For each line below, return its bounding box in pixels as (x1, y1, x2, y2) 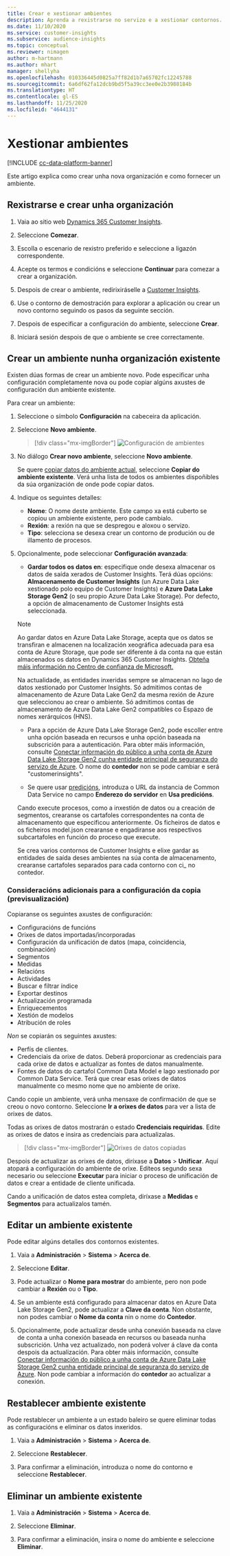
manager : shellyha (7, 67, 60, 74)
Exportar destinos (16, 989, 68, 997)
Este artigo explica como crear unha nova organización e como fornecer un (7, 171, 221, 180)
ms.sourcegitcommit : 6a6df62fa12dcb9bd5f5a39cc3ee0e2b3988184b (7, 81, 192, 87)
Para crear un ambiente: (7, 399, 76, 407)
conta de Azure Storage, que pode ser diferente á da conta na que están (16, 648, 222, 656)
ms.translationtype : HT (7, 87, 76, 94)
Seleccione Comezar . (16, 231, 79, 239)
